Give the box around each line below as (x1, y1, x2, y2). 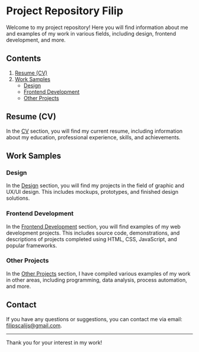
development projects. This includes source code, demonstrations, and (6, 229, 180, 236)
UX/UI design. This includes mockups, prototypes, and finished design (6, 188, 179, 196)
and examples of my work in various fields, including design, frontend (6, 30, 176, 37)
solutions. (6, 194, 30, 202)
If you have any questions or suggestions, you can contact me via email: (6, 315, 182, 322)
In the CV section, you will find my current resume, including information (6, 127, 183, 135)
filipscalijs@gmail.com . (6, 322, 62, 329)
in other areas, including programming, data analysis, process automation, (6, 276, 188, 283)
